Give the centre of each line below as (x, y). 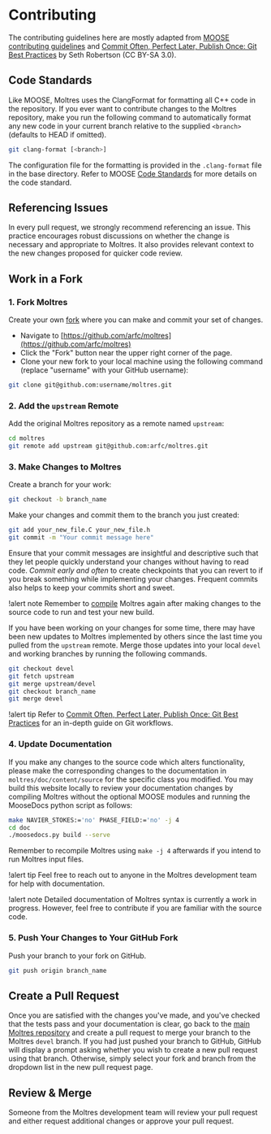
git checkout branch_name (52, 691)
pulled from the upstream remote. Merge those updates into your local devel (135, 645)
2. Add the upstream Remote (64, 406)
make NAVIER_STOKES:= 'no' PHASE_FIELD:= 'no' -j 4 (94, 820)
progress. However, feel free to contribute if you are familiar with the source (135, 908)
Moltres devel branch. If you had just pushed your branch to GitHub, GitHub (135, 1041)
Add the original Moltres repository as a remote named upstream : (116, 424)
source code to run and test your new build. (82, 612)
